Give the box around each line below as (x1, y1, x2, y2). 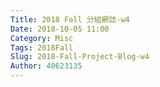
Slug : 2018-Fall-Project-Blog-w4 (10, 52, 150, 62)
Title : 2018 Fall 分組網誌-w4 (10, 14, 130, 25)
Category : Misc (10, 33, 74, 43)
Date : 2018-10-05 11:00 (10, 24, 110, 34)
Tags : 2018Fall (10, 42, 74, 53)
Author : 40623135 (10, 61, 83, 71)
